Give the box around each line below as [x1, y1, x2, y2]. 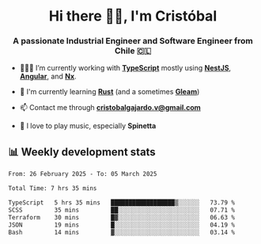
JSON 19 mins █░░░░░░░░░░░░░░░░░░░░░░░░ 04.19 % [8, 221, 236, 229]
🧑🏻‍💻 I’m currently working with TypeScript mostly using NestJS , [19, 63, 232, 73]
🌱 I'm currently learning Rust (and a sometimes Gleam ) [19, 87, 200, 97]
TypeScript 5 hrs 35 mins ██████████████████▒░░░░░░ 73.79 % [8, 199, 236, 207]
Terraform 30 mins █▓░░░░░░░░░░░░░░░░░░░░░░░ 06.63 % [8, 213, 236, 221]
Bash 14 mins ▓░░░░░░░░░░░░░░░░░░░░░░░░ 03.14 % [8, 228, 236, 236]
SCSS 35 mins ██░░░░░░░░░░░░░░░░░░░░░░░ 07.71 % [8, 206, 236, 214]
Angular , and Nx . [19, 71, 77, 82]
